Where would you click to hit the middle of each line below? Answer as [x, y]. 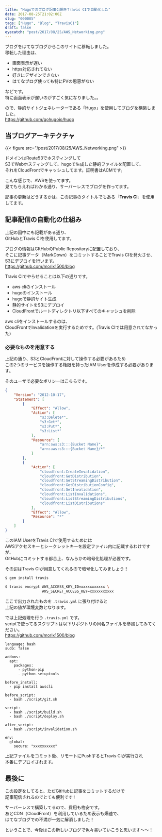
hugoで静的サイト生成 [34, 299]
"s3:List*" [51, 431]
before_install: [21, 682]
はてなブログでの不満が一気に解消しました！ [50, 820]
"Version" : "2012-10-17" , [40, 395]
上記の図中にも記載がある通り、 [37, 232]
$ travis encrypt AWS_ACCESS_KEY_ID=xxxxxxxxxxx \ [57, 587]
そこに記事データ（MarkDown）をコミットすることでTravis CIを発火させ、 [80, 255]
